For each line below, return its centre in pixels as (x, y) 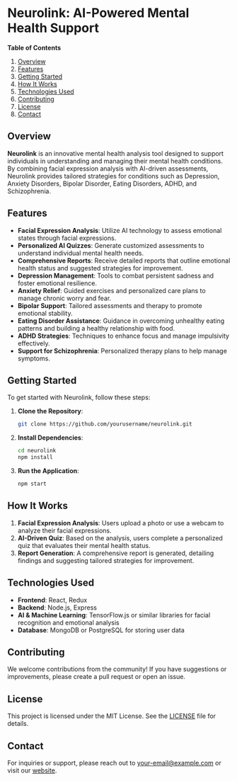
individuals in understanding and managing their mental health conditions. (115, 161)
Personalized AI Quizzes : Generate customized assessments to (111, 245)
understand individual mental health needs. (80, 253)
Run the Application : (48, 471)
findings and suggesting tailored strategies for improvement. (106, 560)
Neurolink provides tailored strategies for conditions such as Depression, (114, 176)
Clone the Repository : (50, 411)
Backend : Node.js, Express (57, 608)
